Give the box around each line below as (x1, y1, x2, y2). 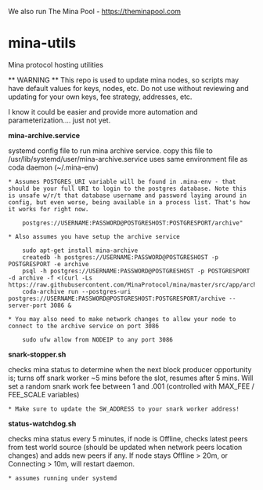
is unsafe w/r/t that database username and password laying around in (8, 192, 247, 199)
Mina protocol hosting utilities (8, 60, 104, 69)
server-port (8, 302, 47, 309)
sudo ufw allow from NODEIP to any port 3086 (22, 335, 174, 344)
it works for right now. (8, 205, 89, 213)
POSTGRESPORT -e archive (8, 260, 89, 268)
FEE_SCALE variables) (8, 389, 80, 399)
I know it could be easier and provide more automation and (8, 107, 198, 116)
